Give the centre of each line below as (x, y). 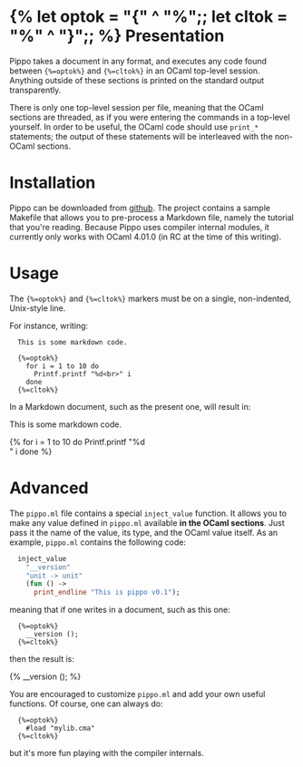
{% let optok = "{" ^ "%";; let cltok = (149, 17)
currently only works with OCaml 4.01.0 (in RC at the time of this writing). (146, 237)
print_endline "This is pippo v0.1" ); (107, 592)
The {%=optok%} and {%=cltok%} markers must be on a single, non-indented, (151, 298)
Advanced (49, 488)
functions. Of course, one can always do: (86, 704)
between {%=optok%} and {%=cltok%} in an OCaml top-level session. (135, 71)
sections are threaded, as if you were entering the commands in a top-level (150, 117)
